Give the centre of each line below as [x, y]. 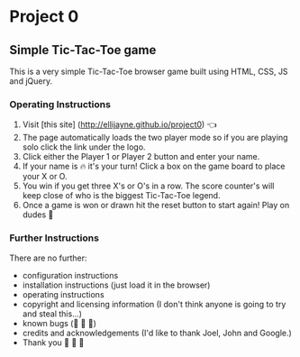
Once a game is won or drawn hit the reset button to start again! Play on [156, 206]
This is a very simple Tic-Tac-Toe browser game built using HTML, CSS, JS [149, 71]
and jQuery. [31, 81]
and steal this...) [52, 314]
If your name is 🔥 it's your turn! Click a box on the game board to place [154, 166]
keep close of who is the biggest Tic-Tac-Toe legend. [121, 196]
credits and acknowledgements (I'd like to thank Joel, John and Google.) [157, 333]
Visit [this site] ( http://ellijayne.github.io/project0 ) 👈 [119, 124]
